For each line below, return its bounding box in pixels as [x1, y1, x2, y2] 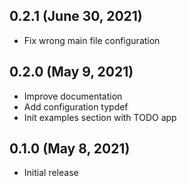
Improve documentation [23, 90, 123, 102]
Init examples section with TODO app [23, 111, 177, 123]
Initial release [23, 167, 79, 179]
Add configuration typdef [23, 100, 129, 113]
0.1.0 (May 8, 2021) [9, 140, 131, 158]
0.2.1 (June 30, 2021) [9, 8, 143, 25]
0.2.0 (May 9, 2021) [9, 64, 134, 81]
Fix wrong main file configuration [23, 34, 161, 46]
